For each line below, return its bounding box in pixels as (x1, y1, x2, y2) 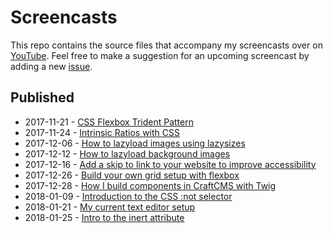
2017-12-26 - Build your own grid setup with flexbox (24, 169, 240, 181)
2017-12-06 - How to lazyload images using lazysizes (24, 137, 246, 149)
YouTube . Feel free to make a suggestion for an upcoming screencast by (10, 49, 310, 61)
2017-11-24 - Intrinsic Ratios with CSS (24, 126, 180, 138)
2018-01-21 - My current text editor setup (24, 201, 196, 213)
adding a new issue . (10, 60, 93, 72)
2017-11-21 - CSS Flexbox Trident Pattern (24, 116, 194, 128)
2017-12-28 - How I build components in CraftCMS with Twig (24, 179, 277, 191)
